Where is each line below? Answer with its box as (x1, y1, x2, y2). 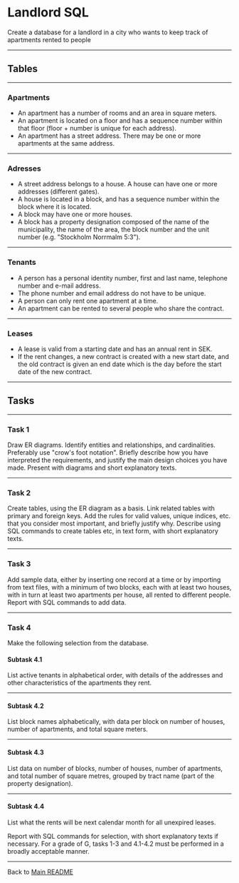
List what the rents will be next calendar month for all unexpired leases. (7, 818, 216, 827)
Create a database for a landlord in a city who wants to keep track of (7, 28, 208, 36)
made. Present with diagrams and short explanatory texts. (7, 463, 177, 472)
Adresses (7, 163, 41, 173)
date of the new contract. (17, 367, 92, 375)
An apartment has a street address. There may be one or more (17, 131, 201, 140)
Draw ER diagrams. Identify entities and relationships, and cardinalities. (7, 440, 216, 450)
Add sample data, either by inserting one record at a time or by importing (7, 575, 221, 584)
